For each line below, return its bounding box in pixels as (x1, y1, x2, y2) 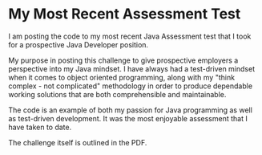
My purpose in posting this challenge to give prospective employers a (8, 55, 239, 65)
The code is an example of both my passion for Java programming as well (8, 105, 252, 115)
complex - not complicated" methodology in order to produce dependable (8, 81, 253, 91)
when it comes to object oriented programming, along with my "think (8, 72, 235, 82)
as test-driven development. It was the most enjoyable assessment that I (8, 113, 248, 123)
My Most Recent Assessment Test (8, 5, 241, 23)
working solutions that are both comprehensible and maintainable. (8, 89, 227, 99)
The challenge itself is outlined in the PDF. (8, 137, 147, 147)
